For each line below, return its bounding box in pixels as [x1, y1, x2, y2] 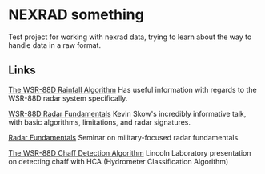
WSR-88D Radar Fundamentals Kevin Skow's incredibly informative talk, [8, 109, 247, 118]
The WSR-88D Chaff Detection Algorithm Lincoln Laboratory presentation [8, 148, 251, 157]
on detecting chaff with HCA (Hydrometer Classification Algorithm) [8, 156, 229, 166]
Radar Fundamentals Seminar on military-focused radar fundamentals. [8, 132, 240, 142]
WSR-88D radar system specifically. [8, 93, 128, 103]
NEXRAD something [8, 6, 144, 24]
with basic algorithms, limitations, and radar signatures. [8, 117, 191, 127]
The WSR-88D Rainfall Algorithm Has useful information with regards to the [8, 85, 258, 94]
